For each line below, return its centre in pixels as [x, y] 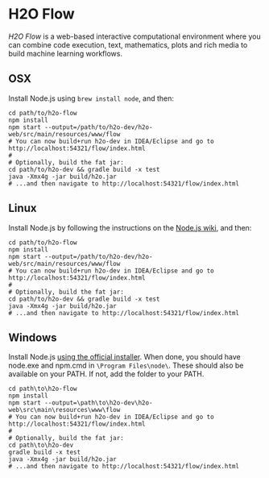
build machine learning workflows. [66, 53]
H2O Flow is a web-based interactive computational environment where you [134, 36]
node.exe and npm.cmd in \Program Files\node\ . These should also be [126, 366]
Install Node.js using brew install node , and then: [91, 98]
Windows [33, 337]
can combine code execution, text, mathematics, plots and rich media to [128, 44]
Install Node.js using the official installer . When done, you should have [124, 357]
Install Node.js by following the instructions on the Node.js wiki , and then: [130, 227]
